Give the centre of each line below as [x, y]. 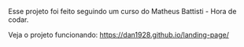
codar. [18, 20]
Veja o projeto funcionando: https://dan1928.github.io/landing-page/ [119, 35]
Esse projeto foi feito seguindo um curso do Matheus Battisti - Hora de [122, 11]
